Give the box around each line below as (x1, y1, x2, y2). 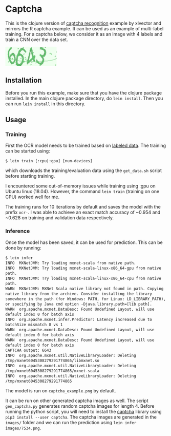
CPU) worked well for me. (5, 194, 60, 200)
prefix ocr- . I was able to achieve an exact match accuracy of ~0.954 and (5, 209, 161, 216)
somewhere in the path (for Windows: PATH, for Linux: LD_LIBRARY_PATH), (5, 296, 166, 301)
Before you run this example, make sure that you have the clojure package (5, 89, 162, 96)
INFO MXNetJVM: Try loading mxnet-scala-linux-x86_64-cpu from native (5, 276, 161, 281)
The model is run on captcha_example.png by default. (5, 387, 116, 393)
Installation (5, 76, 42, 85)
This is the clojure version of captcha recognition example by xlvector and (5, 20, 162, 26)
